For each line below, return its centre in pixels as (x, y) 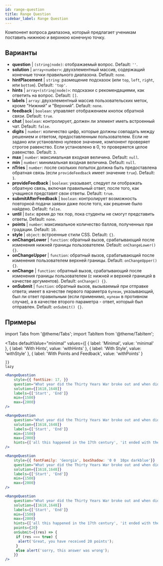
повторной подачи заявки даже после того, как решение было (77, 204)
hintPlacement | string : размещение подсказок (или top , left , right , (83, 80)
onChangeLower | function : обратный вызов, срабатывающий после (83, 240)
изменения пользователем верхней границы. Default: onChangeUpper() (85, 261)
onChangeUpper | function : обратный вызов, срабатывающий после (83, 255)
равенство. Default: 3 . (34, 152)
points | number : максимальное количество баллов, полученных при (82, 224)
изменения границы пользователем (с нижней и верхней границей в (84, 276)
